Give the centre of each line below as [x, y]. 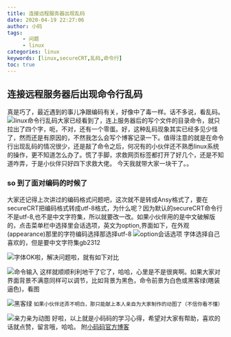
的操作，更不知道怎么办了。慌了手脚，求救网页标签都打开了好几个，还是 [109, 155]
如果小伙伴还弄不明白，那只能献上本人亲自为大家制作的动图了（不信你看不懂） [128, 304]
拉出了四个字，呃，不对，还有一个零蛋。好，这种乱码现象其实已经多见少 [109, 129]
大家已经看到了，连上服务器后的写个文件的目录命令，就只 [139, 120]
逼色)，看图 [23, 289]
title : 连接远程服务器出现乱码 [46, 13]
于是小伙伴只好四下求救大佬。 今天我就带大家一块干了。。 [111, 164]
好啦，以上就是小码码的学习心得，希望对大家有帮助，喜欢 [133, 318]
